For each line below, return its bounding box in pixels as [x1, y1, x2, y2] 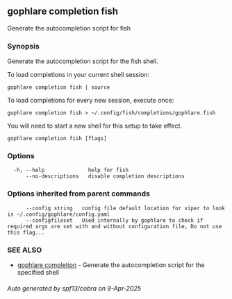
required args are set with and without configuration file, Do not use [7, 223, 222, 230]
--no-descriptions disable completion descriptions [25, 173, 185, 180]
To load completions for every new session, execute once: [7, 96, 174, 105]
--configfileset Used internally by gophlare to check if [25, 216, 204, 224]
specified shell [17, 268, 60, 276]
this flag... [7, 229, 45, 236]
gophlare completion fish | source [7, 84, 110, 91]
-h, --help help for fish [13, 166, 129, 174]
